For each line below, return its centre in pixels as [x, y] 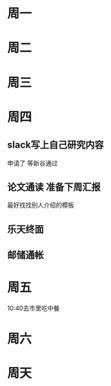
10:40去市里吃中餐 [34, 308]
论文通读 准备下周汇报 [54, 187]
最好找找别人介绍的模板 [41, 205]
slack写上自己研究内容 [55, 145]
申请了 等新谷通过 [32, 163]
